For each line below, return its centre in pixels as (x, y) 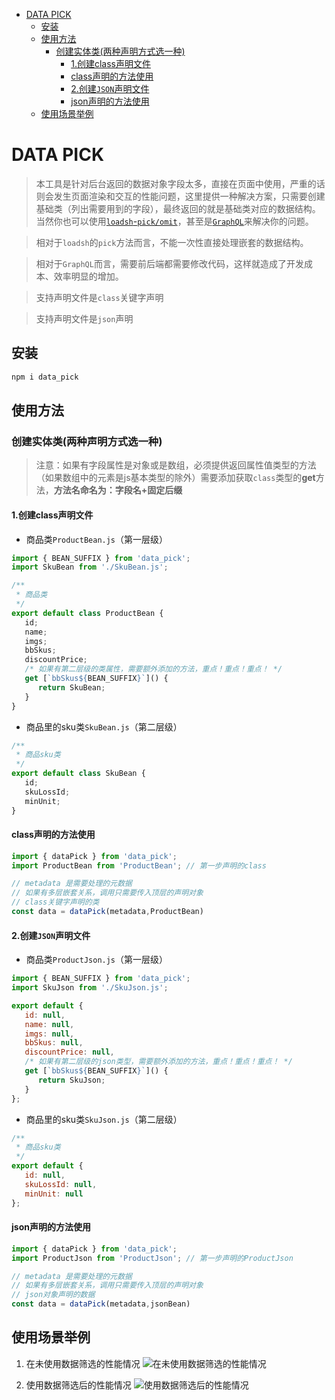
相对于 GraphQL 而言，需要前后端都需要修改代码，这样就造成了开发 (169, 263)
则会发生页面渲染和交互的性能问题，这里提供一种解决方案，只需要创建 (180, 196)
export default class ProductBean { (87, 613)
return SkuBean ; (71, 687)
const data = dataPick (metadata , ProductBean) (107, 912)
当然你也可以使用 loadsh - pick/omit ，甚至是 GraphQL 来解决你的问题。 (174, 221)
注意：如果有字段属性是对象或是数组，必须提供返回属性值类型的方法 (176, 465)
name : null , (49, 1024)
